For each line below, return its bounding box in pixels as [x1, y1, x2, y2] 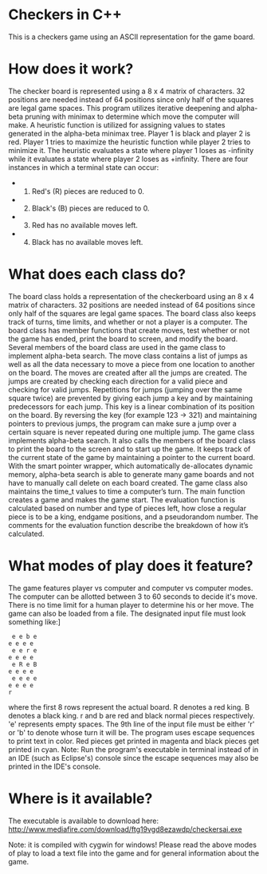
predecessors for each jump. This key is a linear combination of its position [8, 401, 255, 411]
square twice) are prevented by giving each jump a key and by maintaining [8, 393, 253, 403]
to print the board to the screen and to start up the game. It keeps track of [8, 444, 251, 454]
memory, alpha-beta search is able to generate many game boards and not [8, 469, 255, 479]
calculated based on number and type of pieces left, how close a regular [8, 503, 247, 513]
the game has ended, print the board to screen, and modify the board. [8, 333, 238, 344]
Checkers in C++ [8, 6, 122, 24]
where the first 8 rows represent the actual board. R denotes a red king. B [8, 702, 249, 711]
